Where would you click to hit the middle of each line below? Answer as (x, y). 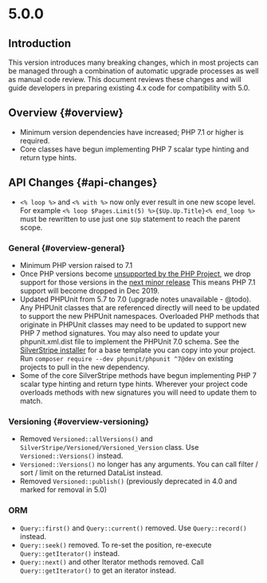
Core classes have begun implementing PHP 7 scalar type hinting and (134, 149)
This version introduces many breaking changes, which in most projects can (133, 62)
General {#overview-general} (67, 248)
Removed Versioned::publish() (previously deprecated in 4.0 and (128, 481)
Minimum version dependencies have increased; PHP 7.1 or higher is (132, 132)
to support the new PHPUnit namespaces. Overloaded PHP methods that (139, 316)
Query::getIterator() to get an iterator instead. (98, 570)
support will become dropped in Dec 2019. (90, 290)
